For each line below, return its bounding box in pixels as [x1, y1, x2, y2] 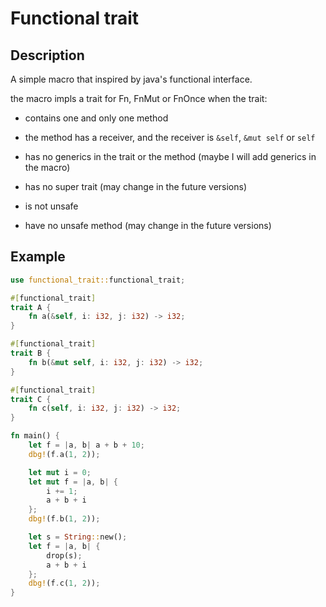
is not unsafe [24, 200, 79, 212]
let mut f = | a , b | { [28, 477, 118, 487]
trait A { [10, 302, 52, 312]
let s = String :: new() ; [28, 532, 128, 542]
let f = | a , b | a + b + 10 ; [28, 440, 145, 451]
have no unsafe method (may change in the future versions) [24, 220, 272, 231]
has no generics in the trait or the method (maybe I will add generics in [24, 151, 317, 162]
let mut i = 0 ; [28, 467, 92, 477]
